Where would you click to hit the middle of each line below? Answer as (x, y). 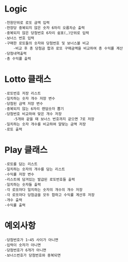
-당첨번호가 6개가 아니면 (26, 250)
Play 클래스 (26, 150)
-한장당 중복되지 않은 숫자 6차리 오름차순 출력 (45, 28)
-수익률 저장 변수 (20, 174)
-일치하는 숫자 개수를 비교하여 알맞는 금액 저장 (45, 124)
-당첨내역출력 (16, 53)
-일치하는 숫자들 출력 (23, 185)
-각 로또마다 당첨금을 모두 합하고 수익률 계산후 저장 (50, 195)
